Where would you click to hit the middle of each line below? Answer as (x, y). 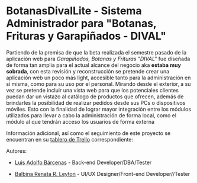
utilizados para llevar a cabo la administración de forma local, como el (91, 115)
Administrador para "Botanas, (81, 23)
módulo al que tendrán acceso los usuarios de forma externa (80, 121)
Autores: (17, 151)
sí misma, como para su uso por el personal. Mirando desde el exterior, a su (98, 84)
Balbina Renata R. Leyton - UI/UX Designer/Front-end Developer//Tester (102, 174)
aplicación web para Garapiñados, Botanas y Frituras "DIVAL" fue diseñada (98, 59)
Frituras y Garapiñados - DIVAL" (86, 36)
